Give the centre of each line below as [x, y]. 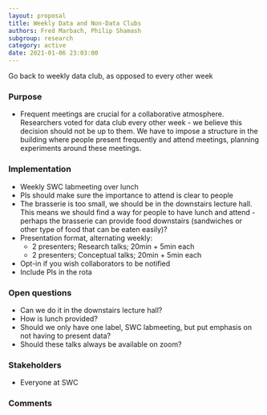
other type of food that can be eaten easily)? [94, 229]
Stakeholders [35, 364]
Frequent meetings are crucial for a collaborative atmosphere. [122, 114]
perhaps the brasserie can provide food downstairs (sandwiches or [131, 221]
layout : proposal [37, 16]
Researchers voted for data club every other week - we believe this [131, 123]
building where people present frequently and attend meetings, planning [139, 140]
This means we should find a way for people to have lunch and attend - [138, 212]
